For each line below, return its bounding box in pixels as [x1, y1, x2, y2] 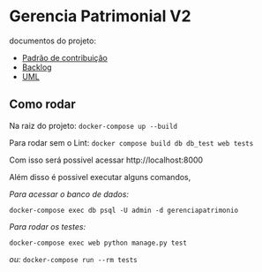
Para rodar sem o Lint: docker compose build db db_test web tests [9, 137, 254, 147]
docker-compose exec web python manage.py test [9, 238, 188, 247]
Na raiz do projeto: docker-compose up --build [9, 120, 178, 131]
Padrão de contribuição [21, 52, 108, 63]
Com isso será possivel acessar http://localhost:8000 [9, 155, 204, 165]
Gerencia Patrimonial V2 [9, 6, 191, 26]
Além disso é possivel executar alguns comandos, [9, 171, 191, 182]
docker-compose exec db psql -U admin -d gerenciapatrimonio [9, 206, 239, 215]
